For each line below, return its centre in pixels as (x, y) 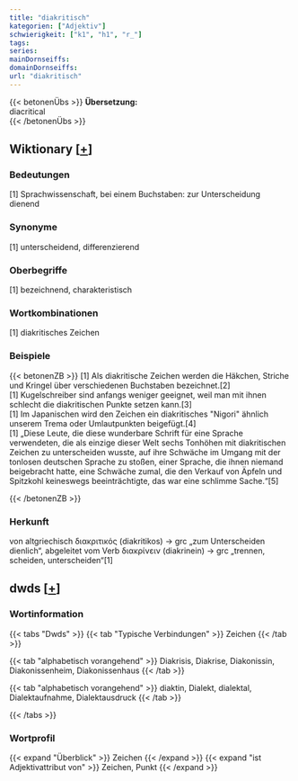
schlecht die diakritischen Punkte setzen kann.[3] (101, 404)
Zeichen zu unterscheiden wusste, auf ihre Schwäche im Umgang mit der (145, 452)
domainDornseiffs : (44, 68)
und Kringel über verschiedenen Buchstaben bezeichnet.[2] (120, 385)
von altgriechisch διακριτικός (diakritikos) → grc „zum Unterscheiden (137, 541)
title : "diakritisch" (50, 18)
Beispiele (30, 356)
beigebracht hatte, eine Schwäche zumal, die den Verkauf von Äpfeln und (146, 471)
